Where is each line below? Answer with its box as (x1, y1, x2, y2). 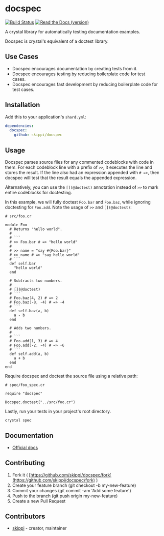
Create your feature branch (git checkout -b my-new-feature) (12, 482, 136, 488)
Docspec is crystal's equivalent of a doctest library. (5, 38, 109, 44)
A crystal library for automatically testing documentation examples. (5, 29, 141, 34)
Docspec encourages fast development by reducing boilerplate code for (12, 81, 158, 87)
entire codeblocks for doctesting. (5, 190, 72, 195)
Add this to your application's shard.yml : (5, 114, 87, 119)
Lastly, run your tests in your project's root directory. (5, 409, 111, 414)
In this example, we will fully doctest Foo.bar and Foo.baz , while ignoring (5, 199, 151, 205)
